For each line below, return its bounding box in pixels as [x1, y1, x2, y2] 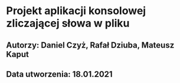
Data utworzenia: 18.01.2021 [6, 69, 113, 79]
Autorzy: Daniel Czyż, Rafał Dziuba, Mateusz [6, 40, 175, 50]
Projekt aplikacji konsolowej [6, 4, 146, 18]
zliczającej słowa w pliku [6, 16, 130, 30]
